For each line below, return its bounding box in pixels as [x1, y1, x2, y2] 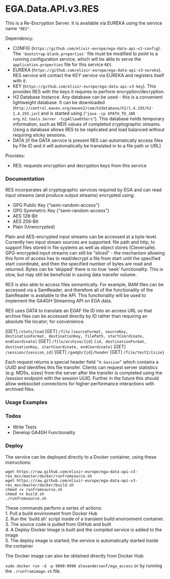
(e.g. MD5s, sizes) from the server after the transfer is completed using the [5, 370, 163, 376]
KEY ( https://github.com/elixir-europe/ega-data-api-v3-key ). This [12, 83, 156, 89]
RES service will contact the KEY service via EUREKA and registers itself [12, 72, 164, 78]
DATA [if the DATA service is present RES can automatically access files [12, 137, 163, 143]
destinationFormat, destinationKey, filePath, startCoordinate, [5, 334, 145, 339]
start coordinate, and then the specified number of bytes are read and [5, 261, 152, 267]
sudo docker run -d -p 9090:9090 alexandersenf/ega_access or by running [5, 562, 162, 569]
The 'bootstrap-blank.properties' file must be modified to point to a [12, 51, 158, 57]
